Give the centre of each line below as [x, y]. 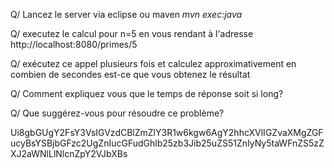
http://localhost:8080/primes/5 [74, 44]
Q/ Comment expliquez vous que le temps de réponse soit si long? [147, 93]
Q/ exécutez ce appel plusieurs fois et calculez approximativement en [153, 63]
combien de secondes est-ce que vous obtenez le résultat [130, 74]
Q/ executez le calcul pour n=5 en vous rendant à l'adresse [132, 33]
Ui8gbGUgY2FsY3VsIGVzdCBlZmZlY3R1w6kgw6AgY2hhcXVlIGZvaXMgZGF [167, 132]
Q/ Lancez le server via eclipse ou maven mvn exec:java [126, 14]
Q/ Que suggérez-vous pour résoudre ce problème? [117, 113]
